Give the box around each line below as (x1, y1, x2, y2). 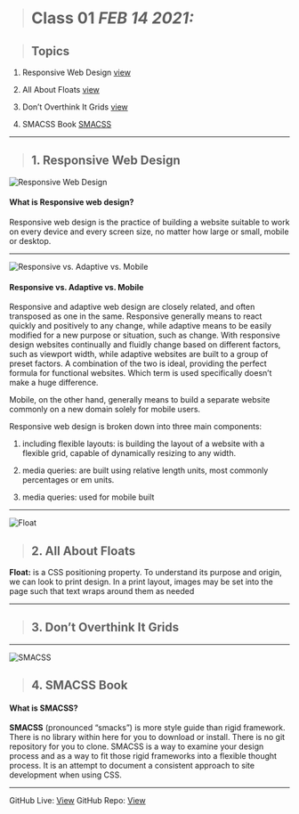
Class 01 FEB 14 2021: (30, 8, 194, 28)
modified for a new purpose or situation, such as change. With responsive (9, 330, 280, 341)
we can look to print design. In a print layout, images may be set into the (9, 576, 273, 587)
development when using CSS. (9, 769, 122, 780)
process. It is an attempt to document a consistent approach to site (9, 761, 255, 771)
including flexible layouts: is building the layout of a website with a (21, 438, 265, 449)
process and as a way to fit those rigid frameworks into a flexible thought (9, 751, 278, 761)
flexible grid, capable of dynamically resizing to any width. (21, 448, 237, 459)
